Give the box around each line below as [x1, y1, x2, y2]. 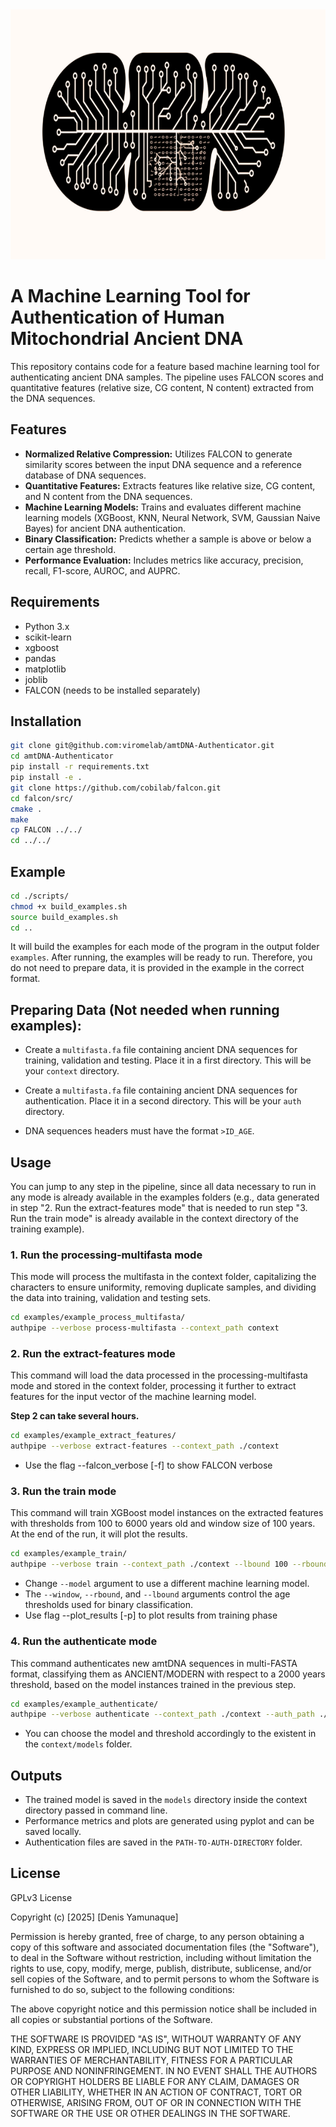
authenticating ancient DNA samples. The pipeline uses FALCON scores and [10, 371, 324, 383]
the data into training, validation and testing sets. [10, 1292, 212, 1304]
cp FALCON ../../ [10, 825, 83, 835]
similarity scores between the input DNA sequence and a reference [24, 458, 302, 470]
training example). [10, 1223, 85, 1235]
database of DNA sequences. [24, 469, 147, 481]
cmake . [10, 804, 43, 814]
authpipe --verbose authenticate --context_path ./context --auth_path [10, 1709, 315, 1720]
